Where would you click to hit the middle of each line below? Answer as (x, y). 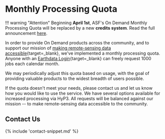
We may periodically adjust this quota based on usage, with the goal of (77, 73)
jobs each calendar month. (32, 64)
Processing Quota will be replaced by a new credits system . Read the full (80, 28)
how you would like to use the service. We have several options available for (83, 93)
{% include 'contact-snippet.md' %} (42, 131)
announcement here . (26, 33)
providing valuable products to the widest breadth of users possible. (75, 78)
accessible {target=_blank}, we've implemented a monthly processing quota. (83, 53)
